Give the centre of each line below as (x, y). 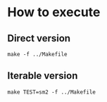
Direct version (39, 38)
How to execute (54, 12)
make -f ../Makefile (38, 54)
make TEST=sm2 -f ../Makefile (52, 92)
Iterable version (43, 76)
